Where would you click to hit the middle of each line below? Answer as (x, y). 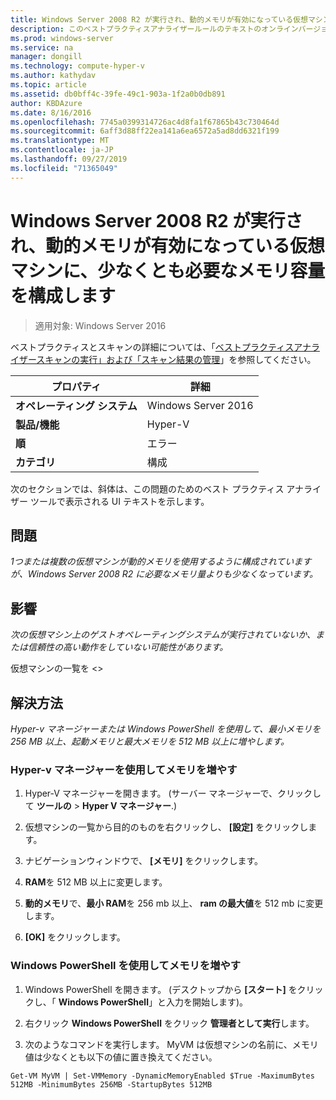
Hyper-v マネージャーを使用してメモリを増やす (124, 769)
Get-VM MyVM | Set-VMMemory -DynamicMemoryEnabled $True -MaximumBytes (162, 1076)
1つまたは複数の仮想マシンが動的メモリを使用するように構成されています (161, 562)
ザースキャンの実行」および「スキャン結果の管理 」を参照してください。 (167, 359)
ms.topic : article (48, 85)
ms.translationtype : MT (60, 141)
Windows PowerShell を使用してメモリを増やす (126, 966)
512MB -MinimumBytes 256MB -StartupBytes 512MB (111, 1084)
